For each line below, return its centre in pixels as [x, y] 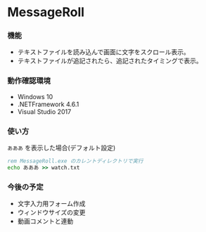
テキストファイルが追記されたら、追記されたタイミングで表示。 [110, 61]
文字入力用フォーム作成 [51, 204]
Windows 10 [35, 96]
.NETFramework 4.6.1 [48, 104]
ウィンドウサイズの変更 [51, 212]
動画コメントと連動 [45, 221]
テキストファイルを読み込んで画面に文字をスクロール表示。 [103, 52]
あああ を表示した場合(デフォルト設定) [62, 148]
